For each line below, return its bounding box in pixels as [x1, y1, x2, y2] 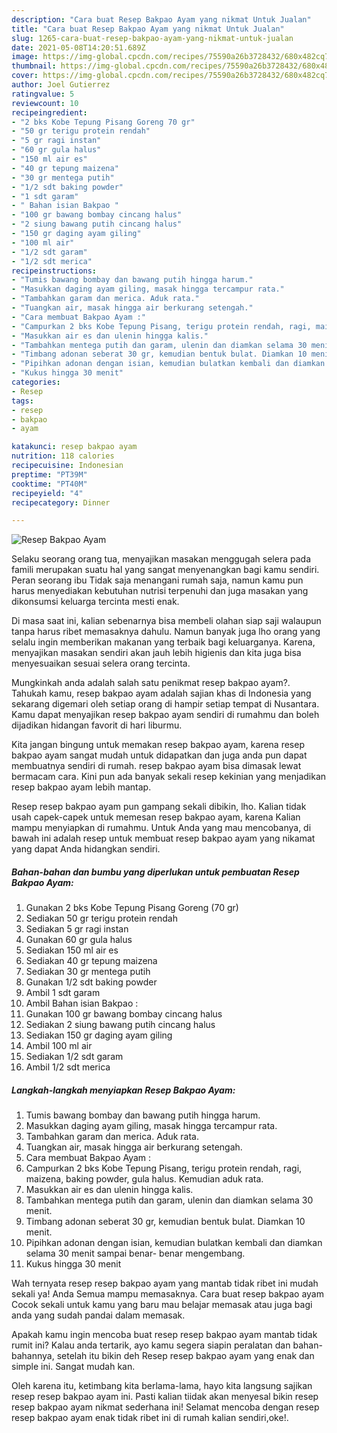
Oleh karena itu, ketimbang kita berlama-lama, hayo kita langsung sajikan [11, 1380, 313, 1392]
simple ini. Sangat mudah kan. [11, 1361, 136, 1373]
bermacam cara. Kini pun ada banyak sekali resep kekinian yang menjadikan [11, 771, 327, 783]
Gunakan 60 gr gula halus [25, 934, 133, 946]
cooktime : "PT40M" [11, 479, 88, 489]
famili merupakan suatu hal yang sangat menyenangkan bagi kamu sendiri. [11, 564, 320, 576]
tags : [11, 396, 34, 406]
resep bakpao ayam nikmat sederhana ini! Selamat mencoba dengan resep [11, 1401, 320, 1413]
